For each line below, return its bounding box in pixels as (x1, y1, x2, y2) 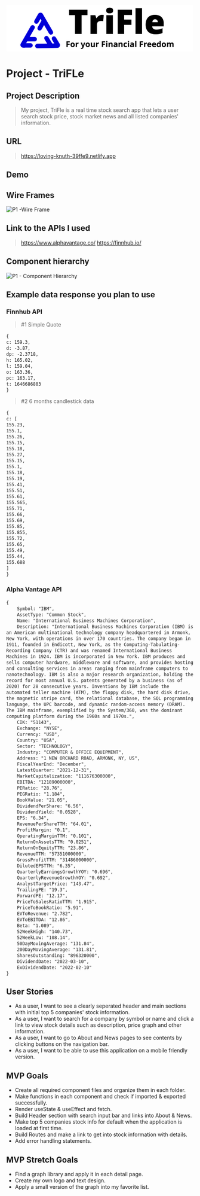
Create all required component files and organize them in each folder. (14, 1087, 186, 1094)
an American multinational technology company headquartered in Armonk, (6, 630, 191, 636)
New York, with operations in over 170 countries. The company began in (6, 636, 191, 642)
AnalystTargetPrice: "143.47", (17, 881, 95, 887)
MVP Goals (6, 1070, 49, 1081)
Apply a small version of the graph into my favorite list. (14, 1183, 149, 1191)
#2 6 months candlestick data (20, 398, 94, 405)
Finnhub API (6, 307, 43, 316)
